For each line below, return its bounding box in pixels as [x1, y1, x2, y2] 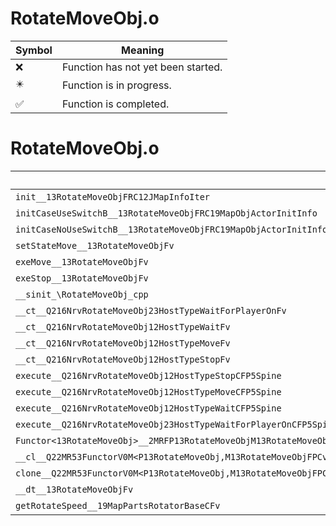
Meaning [121, 43, 165, 57]
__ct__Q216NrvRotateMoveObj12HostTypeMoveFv [15, 337, 231, 349]
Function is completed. [61, 97, 170, 111]
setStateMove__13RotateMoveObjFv [15, 240, 175, 251]
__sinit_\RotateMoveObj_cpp [15, 288, 149, 300]
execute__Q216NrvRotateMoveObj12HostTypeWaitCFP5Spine [15, 402, 282, 414]
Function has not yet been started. [61, 60, 223, 74]
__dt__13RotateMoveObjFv [15, 483, 134, 495]
